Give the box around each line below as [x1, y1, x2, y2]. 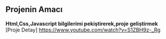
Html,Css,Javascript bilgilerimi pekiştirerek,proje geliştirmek [5, 20, 158, 27]
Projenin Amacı [5, 5, 63, 15]
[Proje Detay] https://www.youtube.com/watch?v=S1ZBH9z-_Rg [5, 26, 161, 33]
